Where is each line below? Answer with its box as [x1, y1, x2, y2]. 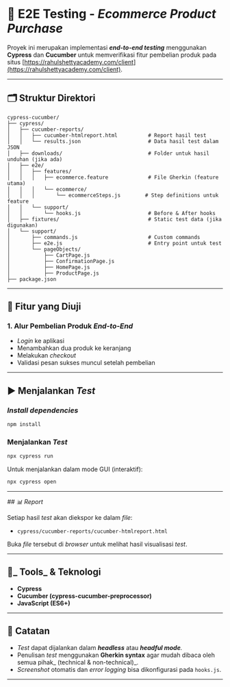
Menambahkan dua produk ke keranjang [16, 344, 131, 352]
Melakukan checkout [16, 351, 77, 360]
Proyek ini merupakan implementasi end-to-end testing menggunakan [7, 43, 207, 51]
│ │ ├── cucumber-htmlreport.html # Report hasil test [7, 132, 207, 139]
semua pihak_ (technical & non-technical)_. [16, 658, 139, 666]
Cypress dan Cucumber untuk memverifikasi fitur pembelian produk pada [7, 51, 217, 59]
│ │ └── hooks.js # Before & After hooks [7, 210, 216, 216]
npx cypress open [7, 479, 57, 486]
